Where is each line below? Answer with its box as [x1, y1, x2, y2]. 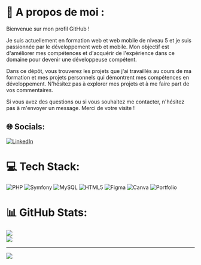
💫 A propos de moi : [6, 5, 105, 19]
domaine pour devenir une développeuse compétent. [6, 56, 138, 63]
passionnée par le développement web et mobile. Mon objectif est [6, 43, 169, 50]
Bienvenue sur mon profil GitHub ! [6, 25, 90, 32]
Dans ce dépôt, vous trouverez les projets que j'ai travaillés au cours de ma [6, 67, 192, 74]
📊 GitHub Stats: [6, 206, 88, 219]
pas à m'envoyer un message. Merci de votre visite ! [6, 104, 135, 111]
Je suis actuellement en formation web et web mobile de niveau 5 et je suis [6, 36, 191, 44]
